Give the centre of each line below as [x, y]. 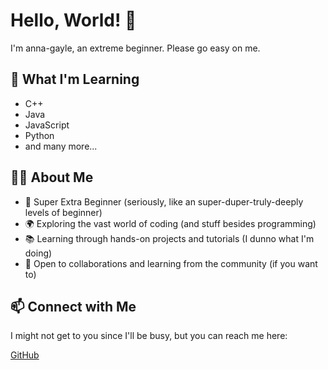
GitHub [25, 355]
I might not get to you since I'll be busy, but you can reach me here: [149, 336]
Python [39, 135]
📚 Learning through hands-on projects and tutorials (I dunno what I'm [169, 238]
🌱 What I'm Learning [75, 79]
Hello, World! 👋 [73, 20]
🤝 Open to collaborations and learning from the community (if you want [171, 263]
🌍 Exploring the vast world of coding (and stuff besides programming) [170, 223]
